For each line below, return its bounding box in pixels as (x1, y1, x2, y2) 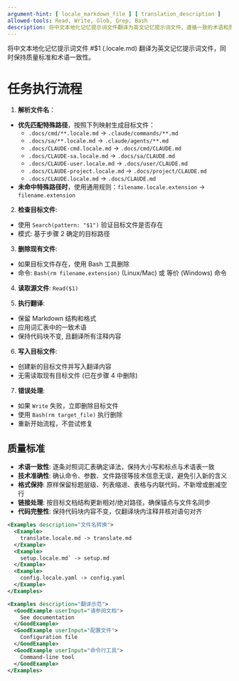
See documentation (20, 614, 75, 621)
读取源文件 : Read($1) (17, 284, 79, 292)
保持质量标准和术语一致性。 (13, 53, 95, 61)
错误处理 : (17, 386, 45, 395)
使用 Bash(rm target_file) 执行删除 (17, 411, 123, 419)
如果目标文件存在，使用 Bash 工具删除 (17, 260, 130, 268)
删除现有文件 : (17, 245, 58, 253)
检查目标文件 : (17, 205, 58, 214)
